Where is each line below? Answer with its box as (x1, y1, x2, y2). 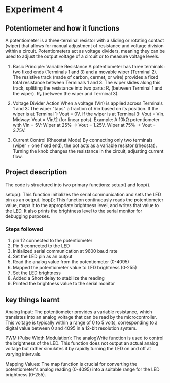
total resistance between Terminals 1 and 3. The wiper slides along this (12, 80, 161, 85)
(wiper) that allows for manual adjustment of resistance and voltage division (5, 43, 164, 49)
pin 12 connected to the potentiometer (12, 238, 93, 244)
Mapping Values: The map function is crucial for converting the (5, 361, 137, 367)
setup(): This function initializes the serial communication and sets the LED (5, 191, 161, 197)
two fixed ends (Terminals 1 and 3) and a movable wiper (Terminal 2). (12, 69, 158, 75)
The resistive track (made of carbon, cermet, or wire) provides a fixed (12, 74, 159, 80)
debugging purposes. (5, 213, 51, 219)
